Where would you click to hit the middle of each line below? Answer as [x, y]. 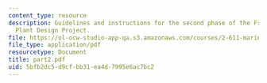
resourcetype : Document [48, 52]
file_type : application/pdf [55, 45]
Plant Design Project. [53, 30]
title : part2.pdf [37, 60]
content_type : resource [48, 15]
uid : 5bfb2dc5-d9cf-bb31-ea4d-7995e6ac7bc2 [81, 67]
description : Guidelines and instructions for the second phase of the [129, 23]
